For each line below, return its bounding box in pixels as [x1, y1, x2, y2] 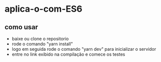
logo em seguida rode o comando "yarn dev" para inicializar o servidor [11, 46, 157, 52]
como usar [4, 23, 38, 31]
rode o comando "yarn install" [11, 41, 73, 47]
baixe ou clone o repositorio [11, 36, 69, 41]
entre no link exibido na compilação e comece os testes [11, 51, 125, 57]
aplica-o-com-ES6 [4, 3, 82, 15]
